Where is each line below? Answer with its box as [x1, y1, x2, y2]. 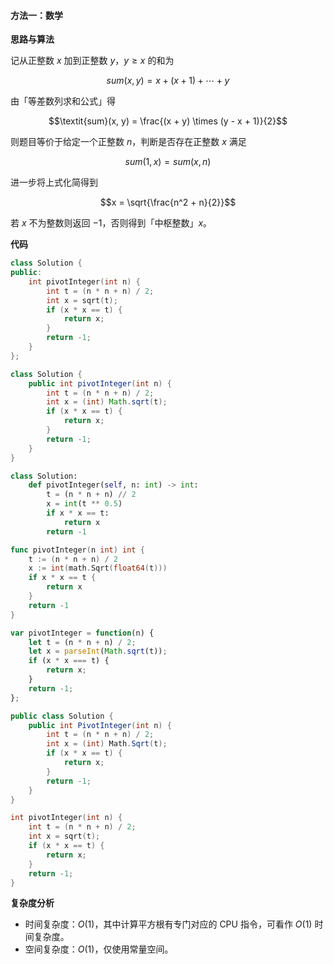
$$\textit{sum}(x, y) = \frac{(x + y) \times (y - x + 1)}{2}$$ [48, 115, 288, 127]
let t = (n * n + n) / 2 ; [28, 637, 137, 647]
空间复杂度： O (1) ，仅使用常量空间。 [24, 943, 174, 955]
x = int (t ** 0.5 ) [46, 499, 123, 509]
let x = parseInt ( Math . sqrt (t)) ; [28, 646, 168, 657]
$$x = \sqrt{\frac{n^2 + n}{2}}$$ [99, 196, 237, 209]
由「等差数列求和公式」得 [10, 95, 116, 107]
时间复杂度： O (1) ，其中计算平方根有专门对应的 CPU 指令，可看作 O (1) [24, 918, 313, 930]
